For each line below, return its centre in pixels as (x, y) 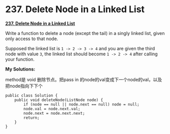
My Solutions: (20, 69)
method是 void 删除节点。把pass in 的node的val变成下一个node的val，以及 (84, 79)
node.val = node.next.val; (52, 109)
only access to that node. (32, 39)
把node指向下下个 (24, 86)
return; (31, 118)
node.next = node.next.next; (54, 113)
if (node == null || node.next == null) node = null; (81, 104)
